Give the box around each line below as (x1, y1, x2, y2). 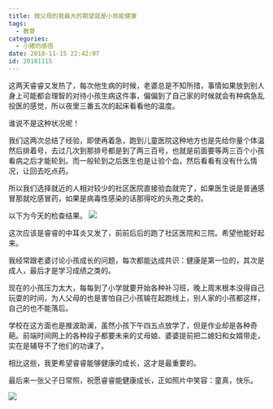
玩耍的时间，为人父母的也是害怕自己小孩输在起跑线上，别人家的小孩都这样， (8, 293, 265, 302)
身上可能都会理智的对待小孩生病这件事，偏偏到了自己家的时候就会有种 (8, 90, 244, 100)
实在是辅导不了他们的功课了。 (8, 341, 108, 350)
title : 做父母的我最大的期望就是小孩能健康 (8, 11, 137, 20)
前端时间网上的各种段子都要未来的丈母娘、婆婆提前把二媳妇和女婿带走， (22, 330, 265, 340)
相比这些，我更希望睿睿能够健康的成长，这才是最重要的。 (8, 358, 201, 368)
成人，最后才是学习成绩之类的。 (8, 265, 115, 275)
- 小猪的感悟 (15, 42, 54, 50)
